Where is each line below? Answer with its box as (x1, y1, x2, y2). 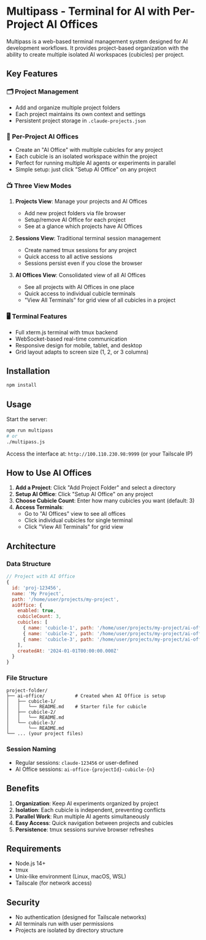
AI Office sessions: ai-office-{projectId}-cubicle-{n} (15, 765, 155, 773)
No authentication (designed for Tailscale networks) (15, 914, 147, 921)
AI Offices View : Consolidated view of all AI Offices (15, 272, 146, 279)
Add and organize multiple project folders (15, 103, 121, 111)
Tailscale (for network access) (15, 879, 92, 887)
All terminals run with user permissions (15, 920, 114, 928)
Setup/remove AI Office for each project (24, 216, 126, 224)
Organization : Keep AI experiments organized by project (15, 799, 159, 807)
